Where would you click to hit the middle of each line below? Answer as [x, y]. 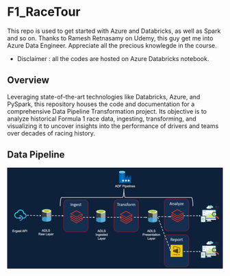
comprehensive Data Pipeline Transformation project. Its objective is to [107, 111]
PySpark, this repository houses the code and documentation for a [101, 104]
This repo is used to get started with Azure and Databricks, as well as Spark [114, 31]
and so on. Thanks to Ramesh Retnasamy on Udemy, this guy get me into [110, 38]
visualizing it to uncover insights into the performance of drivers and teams [113, 126]
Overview [28, 80]
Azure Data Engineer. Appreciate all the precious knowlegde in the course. [112, 45]
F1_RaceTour [44, 12]
